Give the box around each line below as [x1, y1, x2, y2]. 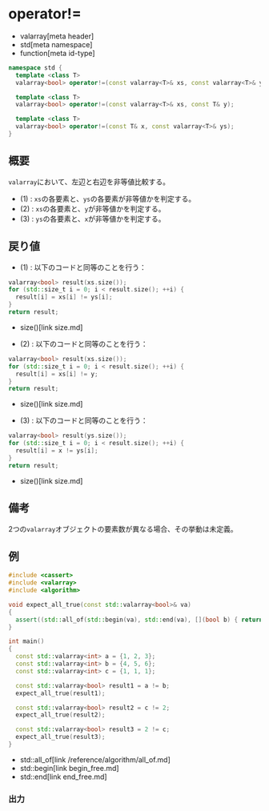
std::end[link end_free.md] [19, 772, 107, 781]
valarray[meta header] [19, 31, 94, 41]
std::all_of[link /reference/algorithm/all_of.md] [19, 754, 171, 765]
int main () [8, 637, 45, 645]
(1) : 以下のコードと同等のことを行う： [19, 262, 147, 272]
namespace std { [8, 63, 62, 72]
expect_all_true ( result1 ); [15, 689, 106, 697]
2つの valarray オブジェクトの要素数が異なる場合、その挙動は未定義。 [8, 524, 238, 533]
